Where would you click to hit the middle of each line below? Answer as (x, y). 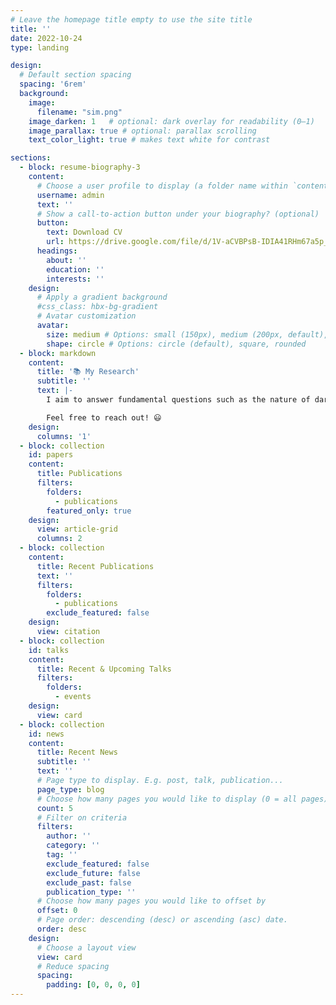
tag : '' (62, 855)
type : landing (40, 47)
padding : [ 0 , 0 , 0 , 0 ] (93, 985)
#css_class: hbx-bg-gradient (97, 307)
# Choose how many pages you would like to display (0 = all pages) (182, 799)
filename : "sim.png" (79, 112)
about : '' (66, 260)
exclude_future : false (93, 873)
